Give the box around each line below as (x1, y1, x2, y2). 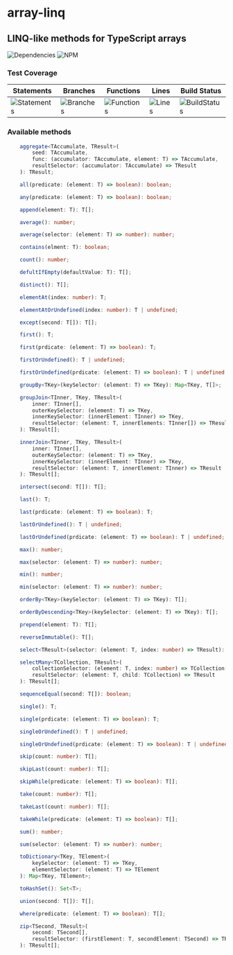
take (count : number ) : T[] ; (19, 791, 98, 798)
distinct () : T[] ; (19, 281, 70, 289)
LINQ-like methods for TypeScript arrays (7, 33, 187, 44)
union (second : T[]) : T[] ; (19, 897, 95, 904)
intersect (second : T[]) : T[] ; (19, 483, 107, 490)
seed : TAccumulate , (32, 149, 89, 157)
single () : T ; (19, 703, 58, 710)
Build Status (180, 86, 222, 96)
